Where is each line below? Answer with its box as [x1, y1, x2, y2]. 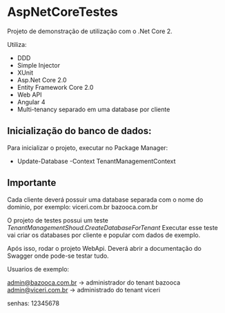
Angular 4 [17, 97, 46, 106]
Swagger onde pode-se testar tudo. [7, 252, 109, 260]
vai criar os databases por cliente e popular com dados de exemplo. [7, 231, 201, 239]
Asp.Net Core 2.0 [17, 75, 67, 84]
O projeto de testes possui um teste [7, 216, 109, 225]
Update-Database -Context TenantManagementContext [17, 157, 176, 165]
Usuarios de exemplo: [7, 265, 70, 273]
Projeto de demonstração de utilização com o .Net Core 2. [7, 27, 173, 35]
